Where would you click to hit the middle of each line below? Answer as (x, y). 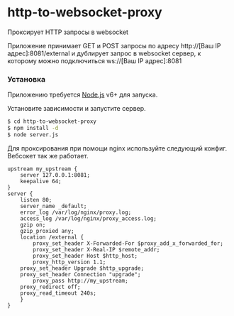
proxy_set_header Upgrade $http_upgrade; (82, 268)
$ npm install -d (33, 129)
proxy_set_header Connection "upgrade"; (80, 274)
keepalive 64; (41, 181)
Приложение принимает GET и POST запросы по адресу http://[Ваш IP (114, 45)
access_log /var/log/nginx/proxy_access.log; (89, 218)
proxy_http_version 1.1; (69, 262)
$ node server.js (33, 135)
